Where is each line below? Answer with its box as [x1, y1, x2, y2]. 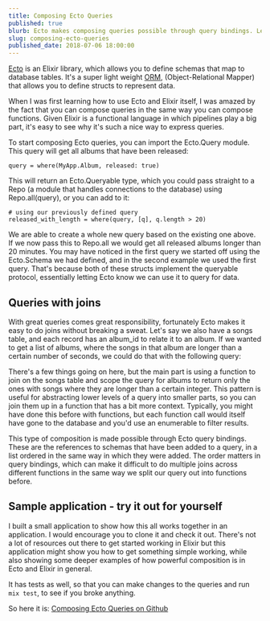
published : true [8, 19, 63, 27]
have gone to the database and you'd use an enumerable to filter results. [8, 417, 249, 427]
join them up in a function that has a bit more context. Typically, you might [8, 401, 253, 410]
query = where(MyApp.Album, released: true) [8, 162, 160, 170]
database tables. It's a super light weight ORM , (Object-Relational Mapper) [8, 72, 256, 82]
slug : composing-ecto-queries [8, 34, 110, 43]
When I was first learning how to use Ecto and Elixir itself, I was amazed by [8, 97, 256, 106]
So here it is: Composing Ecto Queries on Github [8, 603, 169, 613]
